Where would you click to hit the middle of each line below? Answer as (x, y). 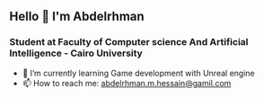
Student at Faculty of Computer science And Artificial (129, 42)
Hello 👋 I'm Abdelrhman (77, 17)
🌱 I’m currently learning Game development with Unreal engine (138, 73)
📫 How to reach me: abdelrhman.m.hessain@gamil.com (127, 83)
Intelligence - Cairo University (76, 53)
